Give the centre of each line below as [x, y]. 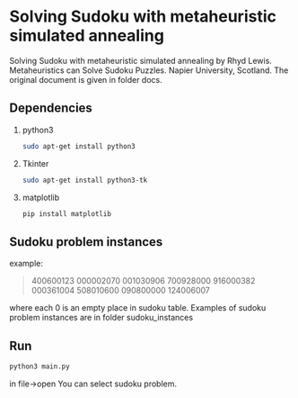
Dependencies [51, 109]
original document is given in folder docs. [86, 79]
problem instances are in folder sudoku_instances [101, 318]
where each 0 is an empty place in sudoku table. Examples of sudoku [138, 308]
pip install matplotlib [67, 213]
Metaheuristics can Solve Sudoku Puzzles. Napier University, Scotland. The [149, 70]
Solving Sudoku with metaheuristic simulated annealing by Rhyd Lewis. [140, 60]
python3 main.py [39, 366]
